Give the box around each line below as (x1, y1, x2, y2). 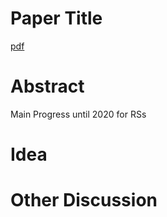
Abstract (10, 75, 85, 98)
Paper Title (10, 7, 103, 30)
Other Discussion (10, 189, 158, 212)
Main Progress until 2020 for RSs (10, 108, 147, 120)
